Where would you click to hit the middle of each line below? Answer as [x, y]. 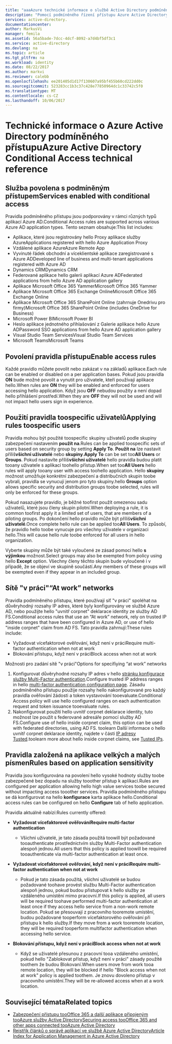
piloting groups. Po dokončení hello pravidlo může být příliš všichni [76, 518]
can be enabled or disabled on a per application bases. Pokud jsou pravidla [85, 375]
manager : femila [23, 34]
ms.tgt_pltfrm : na [25, 58]
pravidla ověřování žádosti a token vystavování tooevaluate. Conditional [88, 695]
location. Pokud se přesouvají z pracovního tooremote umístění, [88, 912]
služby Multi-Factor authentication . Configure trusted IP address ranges [88, 679]
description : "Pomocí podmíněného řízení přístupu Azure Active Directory [87, 15]
